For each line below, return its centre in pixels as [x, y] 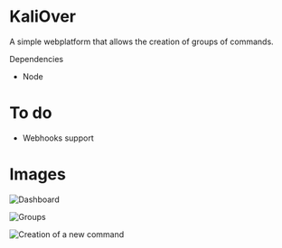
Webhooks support [58, 138]
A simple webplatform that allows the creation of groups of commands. [141, 41]
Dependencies [37, 59]
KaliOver [43, 17]
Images [38, 175]
